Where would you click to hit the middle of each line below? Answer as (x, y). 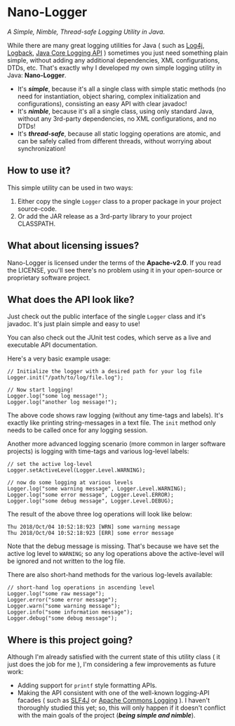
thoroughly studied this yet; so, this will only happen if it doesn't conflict (121, 708)
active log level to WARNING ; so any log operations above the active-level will (116, 554)
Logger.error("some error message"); (62, 600)
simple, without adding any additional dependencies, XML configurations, (114, 60)
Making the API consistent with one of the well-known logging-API (113, 693)
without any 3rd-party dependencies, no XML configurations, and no (117, 118)
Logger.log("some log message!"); (58, 396)
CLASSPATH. (36, 223)
